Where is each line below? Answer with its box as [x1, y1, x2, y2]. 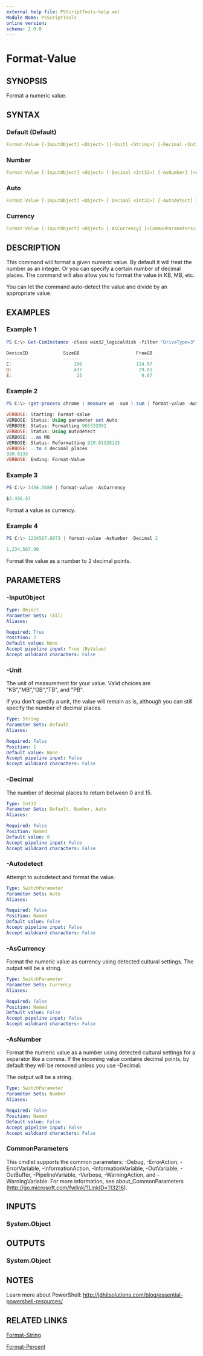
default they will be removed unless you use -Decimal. [6, 1062, 142, 1069]
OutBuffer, [6, 1171, 32, 1178]
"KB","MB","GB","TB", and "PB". [6, 686, 85, 694]
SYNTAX [6, 110, 40, 120]
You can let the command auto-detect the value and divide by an [6, 283, 168, 291]
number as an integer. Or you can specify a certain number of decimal [6, 265, 181, 273]
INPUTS [6, 1201, 36, 1212]
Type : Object [6, 607, 39, 613]
